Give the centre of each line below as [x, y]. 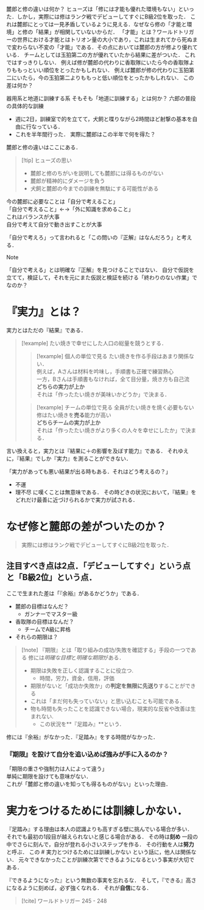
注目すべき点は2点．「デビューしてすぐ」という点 [98, 566]
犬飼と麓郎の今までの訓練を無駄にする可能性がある [94, 189]
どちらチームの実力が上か [69, 422]
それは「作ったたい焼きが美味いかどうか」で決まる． [103, 394]
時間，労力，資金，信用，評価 [77, 678]
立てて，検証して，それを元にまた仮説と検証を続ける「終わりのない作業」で [102, 277]
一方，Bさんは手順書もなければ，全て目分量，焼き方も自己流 [113, 379]
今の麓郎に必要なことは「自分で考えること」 [62, 201]
